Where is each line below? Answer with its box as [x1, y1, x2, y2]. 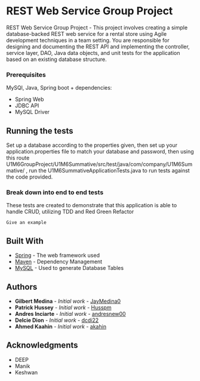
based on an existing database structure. [6, 56, 107, 63]
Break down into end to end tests [6, 188, 104, 196]
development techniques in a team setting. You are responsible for [6, 36, 170, 44]
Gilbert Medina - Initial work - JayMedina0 [14, 297, 121, 305]
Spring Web [14, 96, 44, 103]
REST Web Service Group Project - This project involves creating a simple [6, 24, 188, 31]
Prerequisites [6, 70, 46, 79]
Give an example [6, 220, 47, 226]
